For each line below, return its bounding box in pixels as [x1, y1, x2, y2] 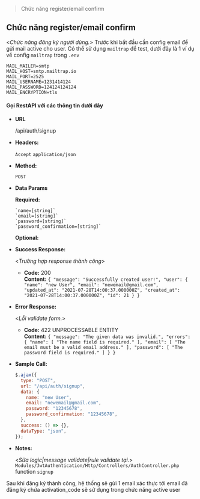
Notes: [14, 444, 32, 451]
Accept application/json [14, 152, 76, 158]
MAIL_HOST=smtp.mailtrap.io [6, 68, 77, 74]
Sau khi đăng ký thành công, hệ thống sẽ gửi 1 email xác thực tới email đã [6, 479, 188, 487]
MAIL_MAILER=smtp [6, 63, 50, 69]
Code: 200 [23, 269, 51, 277]
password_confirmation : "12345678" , [26, 411, 118, 418]
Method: [14, 162, 37, 169]
